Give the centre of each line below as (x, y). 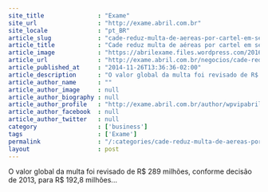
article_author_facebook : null (64, 112)
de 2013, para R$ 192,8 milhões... (63, 180)
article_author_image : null (64, 90)
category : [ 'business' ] (78, 127)
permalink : (55, 141)
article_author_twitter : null (64, 120)
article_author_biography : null (64, 97)
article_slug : (55, 38)
